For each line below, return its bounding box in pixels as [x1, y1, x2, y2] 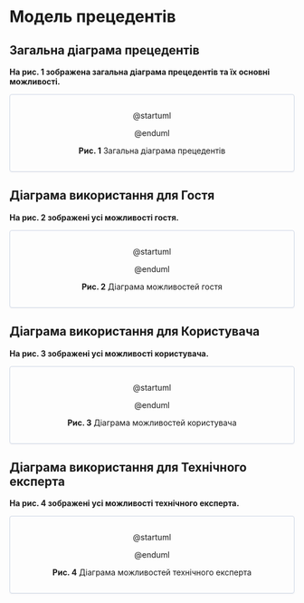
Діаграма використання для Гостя [9, 188, 215, 203]
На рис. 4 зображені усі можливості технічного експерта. [9, 498, 240, 509]
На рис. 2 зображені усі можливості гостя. [9, 211, 179, 223]
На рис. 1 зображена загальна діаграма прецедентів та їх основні [9, 66, 271, 77]
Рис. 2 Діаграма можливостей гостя [81, 281, 223, 292]
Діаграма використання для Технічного [9, 460, 247, 475]
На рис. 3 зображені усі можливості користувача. [9, 347, 210, 359]
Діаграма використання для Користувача [9, 324, 261, 339]
